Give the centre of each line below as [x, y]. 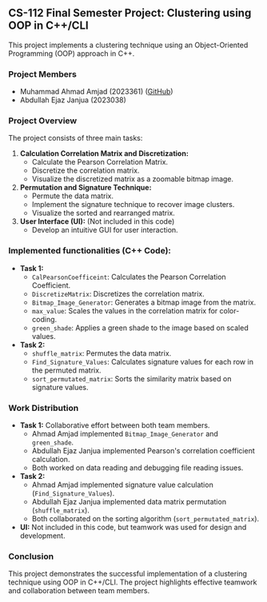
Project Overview [43, 121]
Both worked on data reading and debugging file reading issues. [137, 468]
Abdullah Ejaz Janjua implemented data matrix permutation [129, 502]
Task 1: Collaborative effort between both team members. [115, 425]
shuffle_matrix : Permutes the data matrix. [102, 353]
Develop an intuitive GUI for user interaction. [105, 230]
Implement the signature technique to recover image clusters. [133, 205]
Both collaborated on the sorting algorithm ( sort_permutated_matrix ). [145, 518]
